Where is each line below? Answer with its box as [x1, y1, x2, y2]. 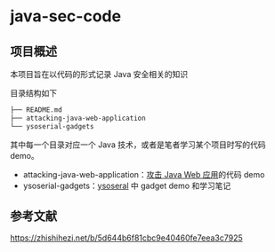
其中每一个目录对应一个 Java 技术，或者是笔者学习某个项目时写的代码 [10, 139, 266, 150]
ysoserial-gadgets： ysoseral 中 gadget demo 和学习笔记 [22, 180, 231, 191]
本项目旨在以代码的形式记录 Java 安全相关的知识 [10, 69, 189, 79]
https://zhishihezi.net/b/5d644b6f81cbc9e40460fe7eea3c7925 [10, 232, 243, 243]
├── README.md [10, 106, 63, 114]
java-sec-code [10, 6, 122, 27]
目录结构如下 [10, 88, 57, 98]
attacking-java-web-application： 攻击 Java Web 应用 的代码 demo [22, 169, 265, 179]
